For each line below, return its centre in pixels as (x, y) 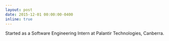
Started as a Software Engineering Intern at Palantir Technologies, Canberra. (85, 33)
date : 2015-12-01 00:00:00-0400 (39, 14)
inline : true (19, 19)
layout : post (19, 10)
